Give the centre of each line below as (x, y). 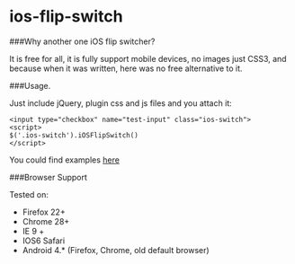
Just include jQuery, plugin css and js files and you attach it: (121, 103)
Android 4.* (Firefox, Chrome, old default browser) (116, 250)
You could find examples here (64, 160)
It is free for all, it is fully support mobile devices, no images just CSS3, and (148, 58)
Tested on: (29, 194)
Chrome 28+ (46, 221)
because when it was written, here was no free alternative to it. (126, 68)
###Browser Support (49, 177)
